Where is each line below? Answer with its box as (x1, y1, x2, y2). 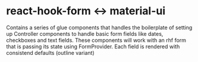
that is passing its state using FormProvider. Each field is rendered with (6, 43, 180, 50)
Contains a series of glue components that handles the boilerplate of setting (6, 24, 193, 31)
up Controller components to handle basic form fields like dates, (6, 30, 164, 37)
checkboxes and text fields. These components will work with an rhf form (6, 36, 186, 44)
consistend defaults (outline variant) (6, 49, 95, 56)
